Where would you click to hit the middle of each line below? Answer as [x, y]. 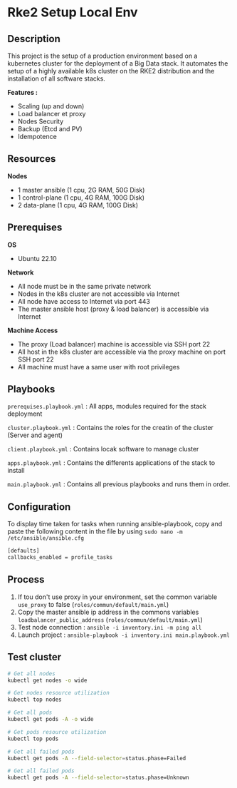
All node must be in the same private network [84, 286]
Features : [22, 92]
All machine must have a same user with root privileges [99, 367]
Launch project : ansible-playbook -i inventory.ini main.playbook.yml [123, 635]
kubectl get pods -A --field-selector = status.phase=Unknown [99, 778]
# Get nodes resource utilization [59, 693]
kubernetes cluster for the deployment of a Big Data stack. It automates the [118, 63]
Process [26, 579]
